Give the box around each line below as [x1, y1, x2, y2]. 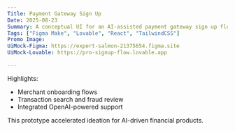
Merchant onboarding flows [17, 88, 98, 96]
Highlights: [7, 74, 38, 82]
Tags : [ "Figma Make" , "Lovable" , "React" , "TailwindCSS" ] [7, 29, 180, 37]
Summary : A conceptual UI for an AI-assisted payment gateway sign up [7, 23, 218, 30]
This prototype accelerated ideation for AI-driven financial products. [7, 116, 204, 124]
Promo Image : [7, 36, 45, 43]
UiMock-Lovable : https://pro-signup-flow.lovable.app [7, 49, 168, 56]
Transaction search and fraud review [17, 95, 124, 103]
